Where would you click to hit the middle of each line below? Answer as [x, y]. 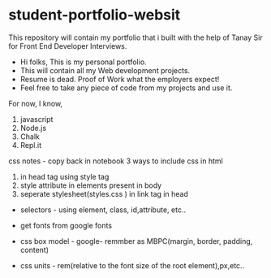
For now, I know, [36, 103]
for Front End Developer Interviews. [68, 46]
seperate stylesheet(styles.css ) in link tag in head [104, 193]
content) [34, 250]
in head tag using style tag [65, 176]
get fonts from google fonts [66, 225]
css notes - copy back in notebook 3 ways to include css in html [116, 161]
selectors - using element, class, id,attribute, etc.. [103, 210]
